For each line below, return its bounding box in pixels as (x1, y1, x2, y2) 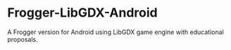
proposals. (7, 35, 39, 43)
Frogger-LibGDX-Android (7, 5, 158, 21)
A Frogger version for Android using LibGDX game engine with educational (7, 28, 224, 36)
